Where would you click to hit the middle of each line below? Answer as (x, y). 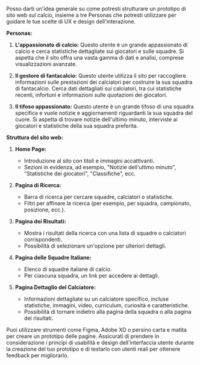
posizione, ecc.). (45, 210)
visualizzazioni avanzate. (46, 64)
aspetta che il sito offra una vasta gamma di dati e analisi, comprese (99, 58)
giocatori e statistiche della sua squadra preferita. (77, 126)
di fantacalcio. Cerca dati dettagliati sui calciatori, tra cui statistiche (98, 89)
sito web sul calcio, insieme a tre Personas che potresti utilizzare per (91, 15)
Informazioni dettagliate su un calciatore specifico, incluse (96, 299)
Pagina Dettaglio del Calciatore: (55, 287)
